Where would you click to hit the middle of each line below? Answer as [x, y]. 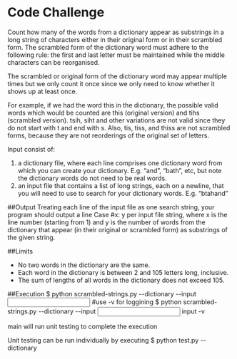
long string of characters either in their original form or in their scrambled [115, 39]
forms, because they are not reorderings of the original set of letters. [108, 135]
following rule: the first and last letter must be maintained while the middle [116, 55]
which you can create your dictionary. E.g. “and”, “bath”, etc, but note [120, 170]
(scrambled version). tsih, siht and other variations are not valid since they [116, 120]
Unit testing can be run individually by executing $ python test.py [103, 340]
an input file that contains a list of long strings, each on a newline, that [121, 185]
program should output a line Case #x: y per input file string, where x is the [117, 214]
